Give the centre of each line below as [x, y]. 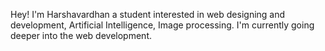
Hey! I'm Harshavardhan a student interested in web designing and [148, 14]
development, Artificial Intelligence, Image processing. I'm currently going [162, 25]
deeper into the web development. [81, 35]
